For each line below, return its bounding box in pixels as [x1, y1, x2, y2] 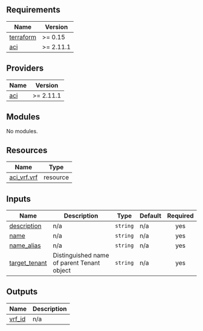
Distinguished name [53, 251, 109, 260]
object [53, 266, 71, 275]
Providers [6, 63, 44, 74]
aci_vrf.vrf [9, 173, 38, 181]
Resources [6, 145, 48, 156]
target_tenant [9, 259, 47, 267]
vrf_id [9, 315, 26, 323]
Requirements [6, 5, 60, 15]
